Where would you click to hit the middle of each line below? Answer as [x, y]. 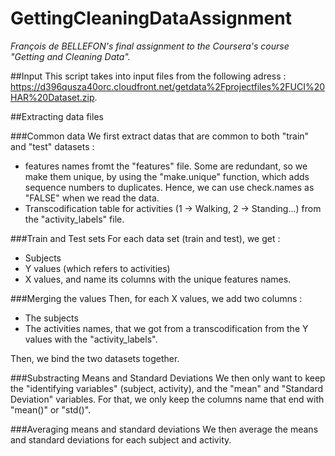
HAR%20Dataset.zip [52, 97]
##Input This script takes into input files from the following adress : [148, 76]
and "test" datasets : [52, 146]
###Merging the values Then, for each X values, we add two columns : [156, 298]
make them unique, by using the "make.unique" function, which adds [167, 176]
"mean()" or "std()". [51, 409]
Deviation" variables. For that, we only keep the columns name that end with [167, 399]
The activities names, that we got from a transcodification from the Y [166, 328]
